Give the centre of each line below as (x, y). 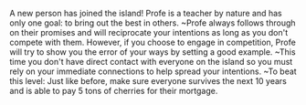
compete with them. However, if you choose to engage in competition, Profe (153, 42)
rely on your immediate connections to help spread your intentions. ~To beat (153, 71)
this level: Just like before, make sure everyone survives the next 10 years (148, 81)
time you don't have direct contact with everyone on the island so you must (151, 62)
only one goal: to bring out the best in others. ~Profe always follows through (153, 23)
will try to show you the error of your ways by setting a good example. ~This (153, 52)
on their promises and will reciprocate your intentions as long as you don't (149, 32)
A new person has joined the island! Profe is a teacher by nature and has (146, 13)
